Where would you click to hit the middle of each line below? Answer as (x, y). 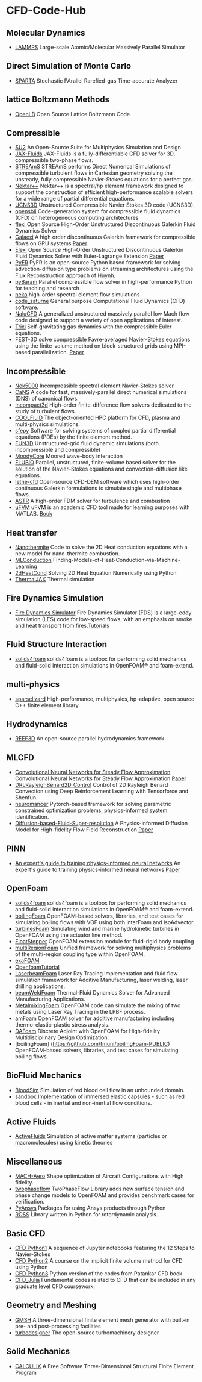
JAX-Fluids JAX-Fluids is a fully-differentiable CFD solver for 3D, (95, 154)
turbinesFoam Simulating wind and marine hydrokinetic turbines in (97, 928)
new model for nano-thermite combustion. (67, 554)
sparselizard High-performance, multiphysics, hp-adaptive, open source (105, 699)
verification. (30, 1202)
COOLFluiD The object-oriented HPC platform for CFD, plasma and (97, 418)
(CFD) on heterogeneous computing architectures (77, 218)
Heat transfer (32, 533)
